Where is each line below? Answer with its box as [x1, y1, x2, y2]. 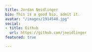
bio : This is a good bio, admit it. [5, 12, 80, 17]
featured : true [5, 35, 36, 40]
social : [5, 21, 21, 26]
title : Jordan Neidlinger [5, 7, 58, 12]
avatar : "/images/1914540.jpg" [5, 16, 69, 21]
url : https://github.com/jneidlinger [9, 30, 87, 35]
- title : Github [5, 26, 38, 31]
